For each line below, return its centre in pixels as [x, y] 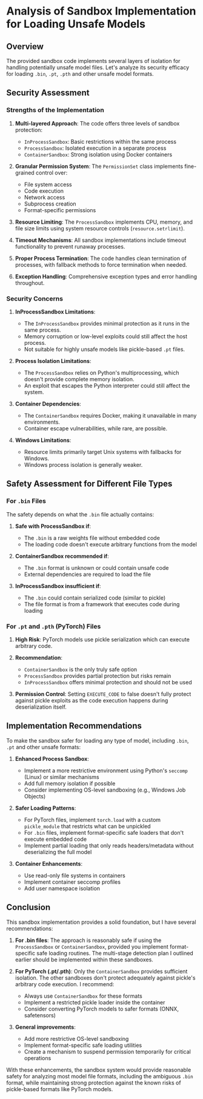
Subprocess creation [50, 204]
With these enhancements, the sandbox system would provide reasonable [99, 1070]
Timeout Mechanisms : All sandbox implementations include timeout [101, 240]
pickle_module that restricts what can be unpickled [87, 826]
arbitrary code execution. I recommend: [65, 984]
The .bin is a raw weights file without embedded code [92, 538]
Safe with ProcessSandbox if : [53, 526]
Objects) [35, 796]
